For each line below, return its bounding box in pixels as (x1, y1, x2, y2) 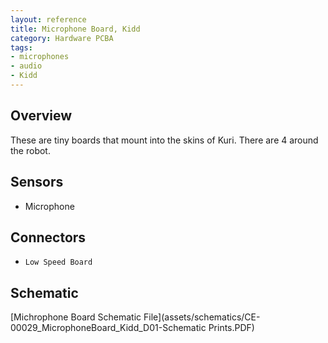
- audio (10, 61, 43, 71)
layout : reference (10, 14, 87, 25)
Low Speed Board (24, 257, 93, 268)
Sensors (10, 174, 64, 191)
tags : (10, 42, 33, 53)
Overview (10, 107, 73, 125)
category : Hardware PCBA (10, 33, 114, 43)
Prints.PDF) (208, 322, 255, 334)
